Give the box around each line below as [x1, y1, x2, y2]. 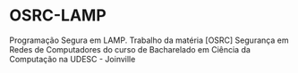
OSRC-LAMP [9, 5, 107, 26]
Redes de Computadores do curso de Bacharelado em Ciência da [9, 44, 251, 54]
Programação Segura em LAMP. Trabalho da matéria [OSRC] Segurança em [9, 35, 289, 45]
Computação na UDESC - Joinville [9, 53, 136, 64]
